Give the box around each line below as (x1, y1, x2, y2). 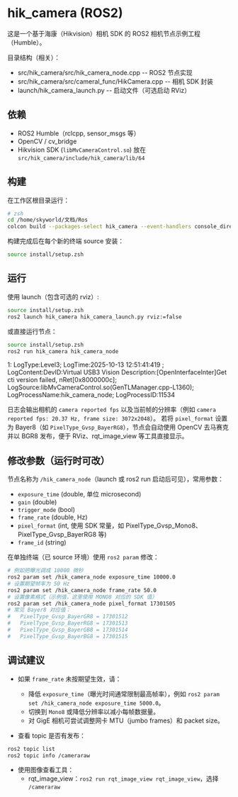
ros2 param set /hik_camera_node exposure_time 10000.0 (7, 574, 176, 581)
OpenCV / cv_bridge (17, 137, 77, 145)
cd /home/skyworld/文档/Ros (7, 216, 89, 224)
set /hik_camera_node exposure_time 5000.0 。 (28, 698, 165, 707)
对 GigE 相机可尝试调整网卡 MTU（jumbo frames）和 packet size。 (28, 716, 225, 725)
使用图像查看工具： (17, 766, 74, 774)
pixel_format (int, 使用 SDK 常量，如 (17, 521, 125, 530)
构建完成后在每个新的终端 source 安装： (7, 237, 125, 245)
